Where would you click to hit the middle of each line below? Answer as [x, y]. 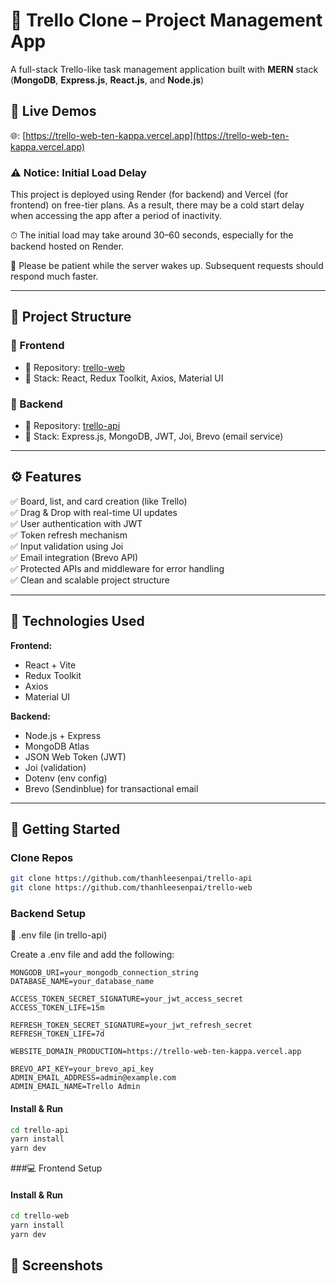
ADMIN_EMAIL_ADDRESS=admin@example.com [93, 1078]
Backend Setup [48, 914]
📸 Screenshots [57, 1265]
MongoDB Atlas [57, 746]
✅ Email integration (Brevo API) [74, 557]
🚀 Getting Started [65, 829]
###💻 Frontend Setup [56, 1168]
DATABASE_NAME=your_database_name [82, 982]
